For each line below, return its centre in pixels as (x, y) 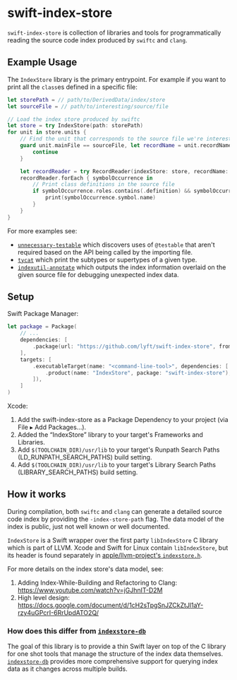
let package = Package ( (42, 327)
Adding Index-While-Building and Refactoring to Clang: (97, 582)
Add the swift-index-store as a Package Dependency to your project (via (123, 420)
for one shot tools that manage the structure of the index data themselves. (115, 654)
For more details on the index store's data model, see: (85, 569)
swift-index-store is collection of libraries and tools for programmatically (114, 33)
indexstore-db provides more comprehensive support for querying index (113, 662)
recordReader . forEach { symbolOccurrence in (86, 178)
